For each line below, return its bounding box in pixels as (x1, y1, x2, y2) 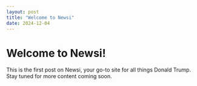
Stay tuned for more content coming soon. (6, 73, 112, 80)
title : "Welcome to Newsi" (6, 15, 75, 21)
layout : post (6, 8, 39, 15)
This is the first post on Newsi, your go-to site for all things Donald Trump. (6, 66, 192, 73)
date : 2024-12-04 (6, 20, 50, 26)
